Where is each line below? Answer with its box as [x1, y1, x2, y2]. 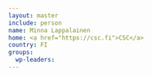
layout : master [8, 11, 59, 20]
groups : [8, 48, 34, 56]
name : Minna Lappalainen [8, 26, 91, 34]
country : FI [8, 41, 48, 49]
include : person [8, 19, 62, 27]
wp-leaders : [15, 56, 56, 64]
